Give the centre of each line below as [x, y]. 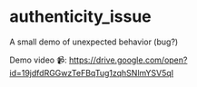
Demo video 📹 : [39, 60]
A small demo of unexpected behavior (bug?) [94, 42]
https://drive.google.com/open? [128, 60]
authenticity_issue [80, 17]
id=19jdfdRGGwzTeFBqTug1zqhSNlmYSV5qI [92, 72]
